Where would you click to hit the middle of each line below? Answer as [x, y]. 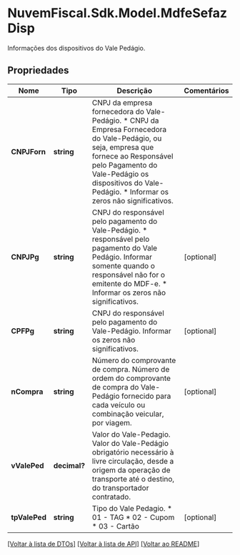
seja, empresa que [123, 147]
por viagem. [112, 422]
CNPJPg [25, 257]
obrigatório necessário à [133, 452]
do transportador [120, 488]
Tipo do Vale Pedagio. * [132, 508]
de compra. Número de [131, 369]
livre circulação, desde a [133, 461]
